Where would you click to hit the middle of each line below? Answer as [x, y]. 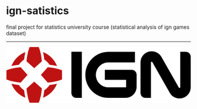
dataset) [16, 33]
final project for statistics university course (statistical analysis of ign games [98, 27]
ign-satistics [38, 11]
